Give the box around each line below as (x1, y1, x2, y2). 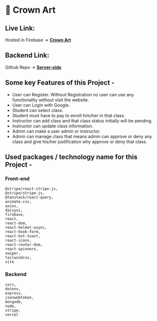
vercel (5, 312, 19, 317)
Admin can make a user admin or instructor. (12, 128, 101, 134)
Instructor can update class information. (12, 123, 93, 129)
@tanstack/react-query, (5, 195, 54, 200)
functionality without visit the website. (12, 97, 89, 103)
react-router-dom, (5, 242, 43, 247)
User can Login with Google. (12, 102, 70, 108)
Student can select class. (12, 107, 64, 113)
